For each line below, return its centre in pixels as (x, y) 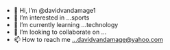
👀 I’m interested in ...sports (51, 18)
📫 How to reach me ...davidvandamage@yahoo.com (88, 40)
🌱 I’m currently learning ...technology (66, 25)
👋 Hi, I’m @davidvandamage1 (54, 10)
